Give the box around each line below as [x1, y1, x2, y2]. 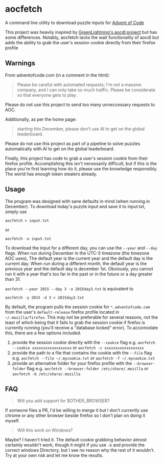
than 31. [5, 276, 21, 282]
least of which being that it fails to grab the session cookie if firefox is [5, 319, 145, 325]
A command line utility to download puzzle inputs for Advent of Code [5, 20, 144, 26]
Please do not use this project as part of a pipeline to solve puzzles [5, 140, 141, 146]
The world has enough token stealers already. [5, 171, 97, 177]
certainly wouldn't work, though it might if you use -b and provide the [5, 442, 145, 448]
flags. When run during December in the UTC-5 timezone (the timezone [5, 250, 150, 256]
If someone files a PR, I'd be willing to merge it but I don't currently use [5, 408, 148, 413]
